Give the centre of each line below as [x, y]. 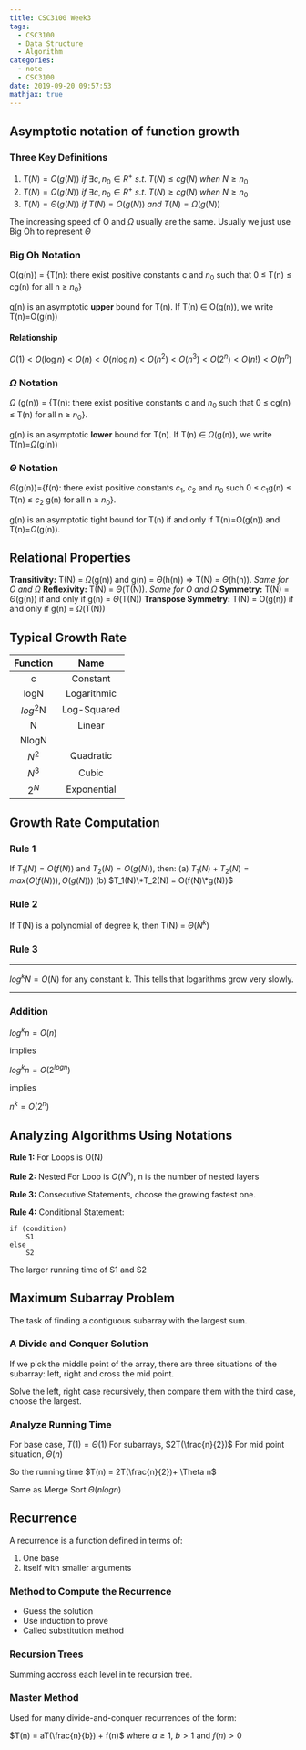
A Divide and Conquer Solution [79, 1344]
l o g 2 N [34, 710]
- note [30, 69]
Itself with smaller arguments [77, 1567]
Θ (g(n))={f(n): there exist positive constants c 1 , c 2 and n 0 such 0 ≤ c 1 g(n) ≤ [150, 489]
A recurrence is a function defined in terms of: [97, 1540]
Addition [29, 1011]
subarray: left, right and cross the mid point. [92, 1373]
